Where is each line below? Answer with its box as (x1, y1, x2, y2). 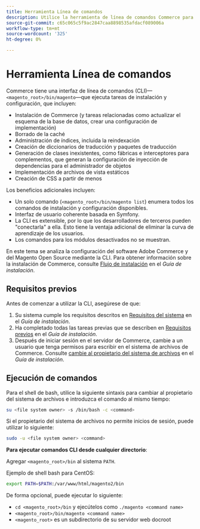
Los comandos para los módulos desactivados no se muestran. (14, 236, 171, 243)
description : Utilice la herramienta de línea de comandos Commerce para (6, 14, 194, 20)
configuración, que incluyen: (6, 100, 76, 107)
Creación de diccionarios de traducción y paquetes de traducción (14, 143, 177, 150)
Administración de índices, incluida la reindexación (14, 137, 140, 144)
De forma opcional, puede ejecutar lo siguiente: (6, 492, 124, 499)
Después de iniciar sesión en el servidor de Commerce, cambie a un (14, 337, 183, 344)
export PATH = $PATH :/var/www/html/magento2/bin (6, 481, 124, 487)
